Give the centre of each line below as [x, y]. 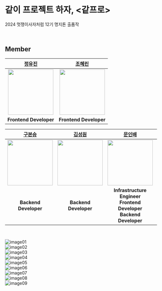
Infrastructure [130, 190]
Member [18, 49]
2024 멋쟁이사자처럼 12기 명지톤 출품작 [42, 24]
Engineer [130, 196]
